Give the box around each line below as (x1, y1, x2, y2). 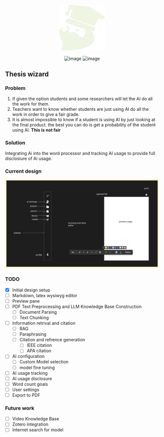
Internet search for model (12, 427, 63, 433)
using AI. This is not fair (12, 127, 61, 133)
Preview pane (12, 298, 40, 304)
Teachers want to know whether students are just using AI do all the (12, 106, 149, 112)
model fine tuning (19, 364, 55, 370)
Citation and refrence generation (19, 337, 85, 343)
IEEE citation (26, 342, 52, 348)
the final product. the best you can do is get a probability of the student (12, 122, 156, 128)
